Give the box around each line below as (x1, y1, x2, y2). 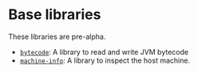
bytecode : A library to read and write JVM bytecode (19, 47, 189, 56)
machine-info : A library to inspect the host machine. (19, 56, 190, 65)
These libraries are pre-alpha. (8, 32, 106, 41)
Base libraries (8, 6, 101, 24)
